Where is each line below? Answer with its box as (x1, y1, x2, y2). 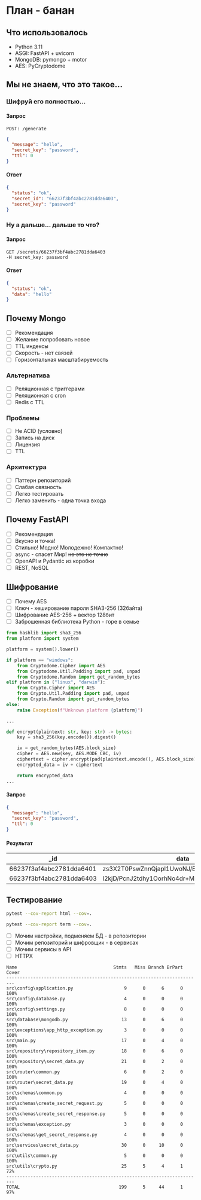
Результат (6, 839, 33, 847)
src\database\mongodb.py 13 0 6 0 (6, 1017, 184, 1023)
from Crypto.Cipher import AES (17, 685, 95, 691)
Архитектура (6, 463, 47, 471)
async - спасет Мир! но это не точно (14, 551, 109, 558)
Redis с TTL (14, 398, 45, 405)
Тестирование (6, 894, 63, 905)
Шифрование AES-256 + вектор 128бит (14, 611, 115, 619)
